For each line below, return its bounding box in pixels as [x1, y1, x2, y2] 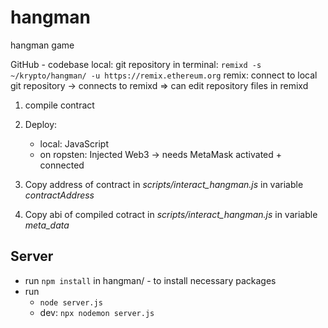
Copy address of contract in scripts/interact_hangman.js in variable [24, 178, 304, 190]
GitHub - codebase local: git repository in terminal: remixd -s [10, 58, 262, 70]
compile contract [24, 99, 95, 111]
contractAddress [24, 189, 95, 201]
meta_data [24, 219, 70, 231]
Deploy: [24, 118, 58, 130]
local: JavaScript [39, 137, 109, 150]
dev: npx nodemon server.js [39, 306, 155, 318]
